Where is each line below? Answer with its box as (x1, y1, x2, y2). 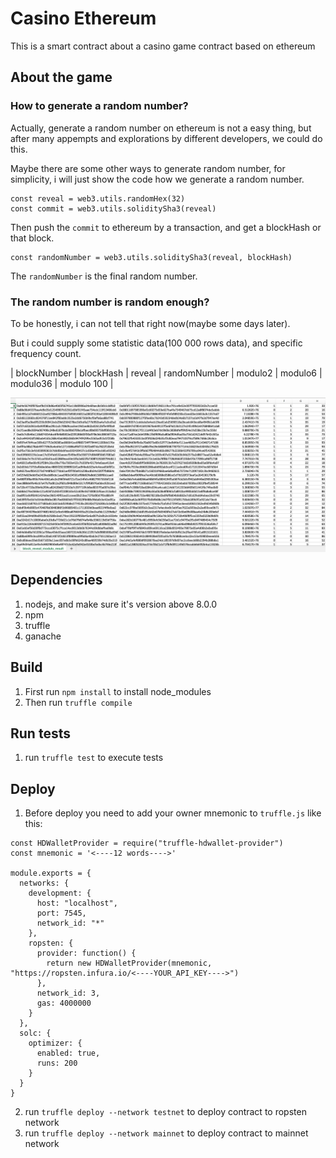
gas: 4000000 (36, 998, 92, 1009)
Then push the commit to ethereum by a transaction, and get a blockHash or (10, 221, 322, 233)
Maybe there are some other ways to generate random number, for (10, 162, 286, 174)
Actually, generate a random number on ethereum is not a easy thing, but (10, 122, 312, 134)
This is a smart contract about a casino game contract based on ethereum (10, 40, 316, 52)
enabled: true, (36, 1048, 101, 1059)
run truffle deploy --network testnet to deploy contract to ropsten (24, 1106, 307, 1118)
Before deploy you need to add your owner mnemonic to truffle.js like (24, 807, 322, 819)
